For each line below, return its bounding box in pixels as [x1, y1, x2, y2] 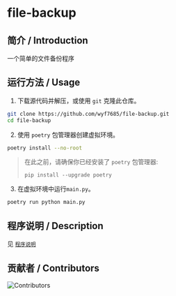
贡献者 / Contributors [7, 262, 99, 274]
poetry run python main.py [7, 199, 86, 206]
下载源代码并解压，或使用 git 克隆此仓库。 [17, 96, 141, 105]
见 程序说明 [7, 239, 36, 249]
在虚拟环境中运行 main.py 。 [17, 185, 95, 193]
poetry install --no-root [7, 145, 82, 151]
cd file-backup [7, 117, 51, 124]
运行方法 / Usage [7, 77, 81, 89]
